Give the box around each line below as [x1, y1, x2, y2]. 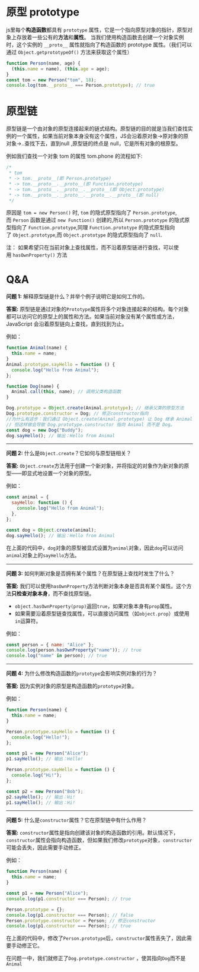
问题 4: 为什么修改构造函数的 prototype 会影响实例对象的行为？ [6, 670, 158, 677]
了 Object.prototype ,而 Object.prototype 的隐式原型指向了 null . [6, 231, 163, 238]
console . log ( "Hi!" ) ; [11, 772, 62, 778]
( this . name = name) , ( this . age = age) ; [11, 66, 110, 72]
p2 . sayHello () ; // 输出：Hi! [6, 794, 76, 800]
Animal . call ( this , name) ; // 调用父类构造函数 [11, 389, 121, 395]
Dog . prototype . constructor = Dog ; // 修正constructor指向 [6, 411, 149, 416]
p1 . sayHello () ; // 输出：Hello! [6, 756, 84, 762]
